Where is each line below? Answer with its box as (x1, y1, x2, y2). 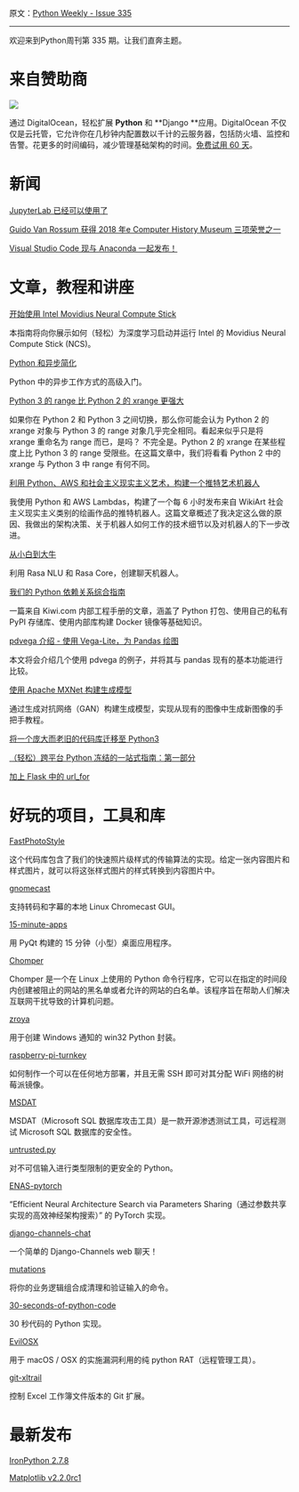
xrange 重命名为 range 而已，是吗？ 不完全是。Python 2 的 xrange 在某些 (9, 436, 279, 447)
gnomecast (9, 883, 51, 893)
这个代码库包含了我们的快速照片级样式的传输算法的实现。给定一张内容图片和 (9, 853, 290, 865)
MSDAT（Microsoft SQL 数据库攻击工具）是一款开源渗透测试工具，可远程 (9, 1115, 279, 1125)
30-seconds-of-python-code (9, 1300, 117, 1311)
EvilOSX (9, 1335, 39, 1346)
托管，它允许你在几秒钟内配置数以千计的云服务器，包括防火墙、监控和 (32, 128, 290, 139)
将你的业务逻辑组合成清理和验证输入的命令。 (9, 1282, 174, 1293)
